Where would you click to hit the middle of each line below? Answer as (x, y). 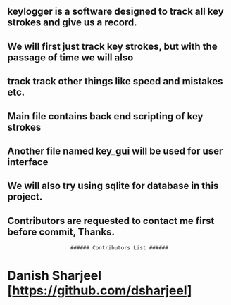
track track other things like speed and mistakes (115, 81)
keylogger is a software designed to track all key (115, 12)
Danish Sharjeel (55, 276)
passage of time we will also (70, 57)
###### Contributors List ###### (119, 248)
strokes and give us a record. (72, 23)
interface (28, 162)
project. (25, 197)
